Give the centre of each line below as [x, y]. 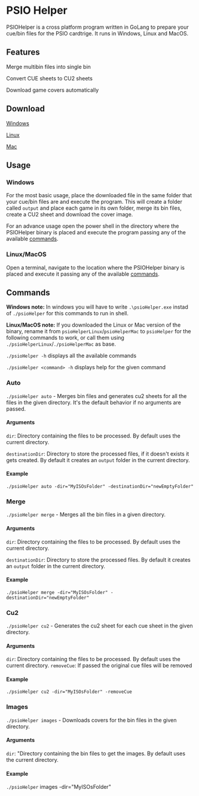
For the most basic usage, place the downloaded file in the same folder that [99, 195]
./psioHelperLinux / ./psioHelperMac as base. [61, 344]
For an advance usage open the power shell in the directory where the [93, 226]
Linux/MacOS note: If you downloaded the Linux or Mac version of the [94, 325]
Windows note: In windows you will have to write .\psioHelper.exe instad [97, 307]
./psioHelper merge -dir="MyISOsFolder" [57, 592]
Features [23, 52]
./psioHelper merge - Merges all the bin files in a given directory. [86, 515]
